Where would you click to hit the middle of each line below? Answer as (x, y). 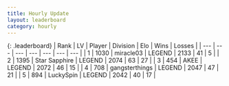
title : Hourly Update (38, 13)
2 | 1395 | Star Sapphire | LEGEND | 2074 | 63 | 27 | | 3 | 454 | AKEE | (105, 61)
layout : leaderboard (37, 20)
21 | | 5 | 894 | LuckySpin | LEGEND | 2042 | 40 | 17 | (81, 75)
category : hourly (32, 26)
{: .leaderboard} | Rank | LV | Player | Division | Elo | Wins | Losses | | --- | (111, 46)
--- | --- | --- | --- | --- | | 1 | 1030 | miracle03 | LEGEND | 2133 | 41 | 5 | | (117, 53)
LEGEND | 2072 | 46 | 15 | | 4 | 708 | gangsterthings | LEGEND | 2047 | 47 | (113, 68)
